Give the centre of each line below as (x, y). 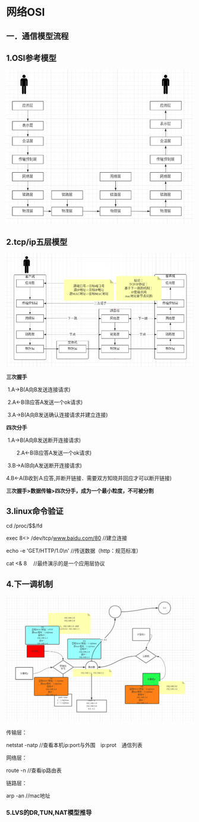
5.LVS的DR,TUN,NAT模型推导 (49, 812)
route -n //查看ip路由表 (34, 770)
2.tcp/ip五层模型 (37, 242)
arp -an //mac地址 (28, 796)
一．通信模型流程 (37, 36)
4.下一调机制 (30, 584)
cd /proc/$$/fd (24, 526)
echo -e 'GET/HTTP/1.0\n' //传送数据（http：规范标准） (74, 551)
